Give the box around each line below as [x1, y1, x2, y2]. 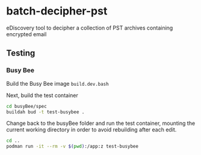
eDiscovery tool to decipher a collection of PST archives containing [6, 24, 173, 31]
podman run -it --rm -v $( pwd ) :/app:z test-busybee [6, 144, 138, 150]
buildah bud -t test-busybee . [6, 109, 85, 115]
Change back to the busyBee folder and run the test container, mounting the [6, 119, 196, 127]
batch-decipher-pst [6, 4, 108, 18]
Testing [6, 48, 36, 59]
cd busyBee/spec [6, 103, 47, 109]
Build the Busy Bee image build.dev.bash [6, 80, 110, 87]
